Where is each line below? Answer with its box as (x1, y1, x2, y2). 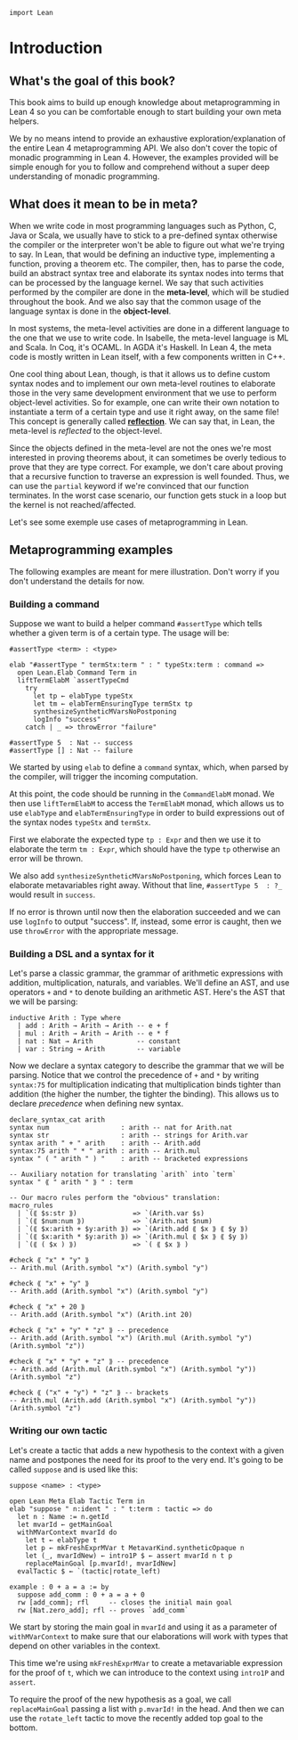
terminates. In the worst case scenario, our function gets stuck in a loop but (9, 490, 286, 501)
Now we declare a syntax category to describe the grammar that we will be (9, 1060, 285, 1071)
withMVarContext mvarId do (17, 1528, 117, 1537)
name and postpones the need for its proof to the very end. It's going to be (9, 1454, 284, 1465)
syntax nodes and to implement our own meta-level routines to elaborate (9, 378, 276, 388)
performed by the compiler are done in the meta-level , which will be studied (9, 286, 289, 298)
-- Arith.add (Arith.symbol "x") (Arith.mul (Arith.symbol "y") (9, 1334, 253, 1343)
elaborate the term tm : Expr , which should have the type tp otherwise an (9, 843, 280, 854)
